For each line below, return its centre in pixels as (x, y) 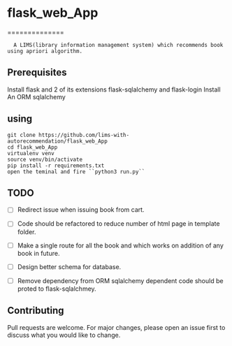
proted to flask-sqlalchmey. (57, 289)
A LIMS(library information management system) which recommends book (118, 45)
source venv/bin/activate (45, 159)
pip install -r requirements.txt (56, 166)
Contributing (36, 311)
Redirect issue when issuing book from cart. (81, 210)
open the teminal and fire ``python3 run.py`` (76, 172)
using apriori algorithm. (45, 51)
